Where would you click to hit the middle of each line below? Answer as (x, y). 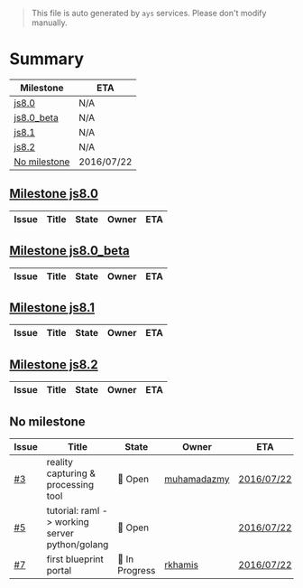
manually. (49, 23)
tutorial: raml (73, 511)
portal (59, 570)
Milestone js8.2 (54, 364)
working (72, 522)
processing (70, 485)
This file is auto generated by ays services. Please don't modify (149, 13)
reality (60, 462)
